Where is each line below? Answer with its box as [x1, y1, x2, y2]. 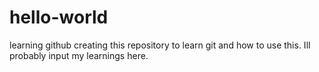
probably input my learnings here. [9, 49, 149, 61]
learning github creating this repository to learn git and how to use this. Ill [9, 39, 311, 51]
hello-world [9, 6, 109, 29]
